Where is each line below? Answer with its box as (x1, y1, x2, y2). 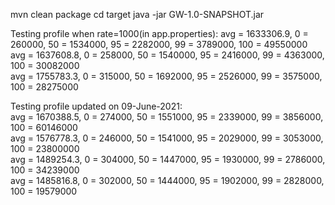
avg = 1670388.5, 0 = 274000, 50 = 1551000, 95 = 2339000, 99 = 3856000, (10, 111, 324, 123)
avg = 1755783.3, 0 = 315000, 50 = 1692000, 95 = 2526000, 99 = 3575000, (10, 70, 323, 82)
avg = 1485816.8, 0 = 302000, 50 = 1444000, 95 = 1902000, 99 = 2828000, (10, 175, 325, 186)
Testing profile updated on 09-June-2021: (10, 100, 183, 112)
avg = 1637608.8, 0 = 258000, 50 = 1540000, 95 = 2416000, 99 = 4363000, (10, 49, 325, 61)
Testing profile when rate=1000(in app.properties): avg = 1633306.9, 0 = (10, 28, 309, 39)
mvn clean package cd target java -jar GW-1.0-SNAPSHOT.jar (10, 9, 265, 20)
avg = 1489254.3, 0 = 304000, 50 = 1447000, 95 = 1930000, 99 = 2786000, (10, 154, 326, 165)
